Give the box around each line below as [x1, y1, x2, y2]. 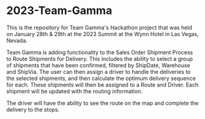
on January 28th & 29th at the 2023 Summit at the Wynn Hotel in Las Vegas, [6, 30, 199, 37]
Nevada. [6, 37, 28, 44]
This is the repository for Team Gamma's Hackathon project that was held [6, 24, 193, 31]
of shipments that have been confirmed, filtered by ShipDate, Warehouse [6, 62, 191, 69]
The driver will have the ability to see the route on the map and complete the [6, 99, 199, 107]
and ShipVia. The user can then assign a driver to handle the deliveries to [6, 68, 191, 75]
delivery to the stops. [6, 106, 60, 113]
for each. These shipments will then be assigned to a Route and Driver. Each [6, 81, 199, 88]
